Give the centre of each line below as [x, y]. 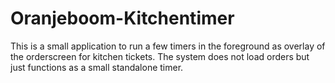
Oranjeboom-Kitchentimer [122, 18]
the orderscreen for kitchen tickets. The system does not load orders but [160, 56]
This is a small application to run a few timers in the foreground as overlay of [168, 46]
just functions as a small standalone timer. [97, 67]
